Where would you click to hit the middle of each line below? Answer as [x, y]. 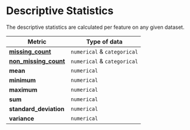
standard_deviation [37, 109]
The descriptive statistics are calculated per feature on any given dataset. [95, 27]
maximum [23, 89]
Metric [37, 41]
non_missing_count [37, 61]
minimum [23, 80]
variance [21, 118]
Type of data [104, 41]
